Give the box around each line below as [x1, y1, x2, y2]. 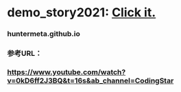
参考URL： [7, 49, 43, 59]
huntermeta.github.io [7, 29, 81, 39]
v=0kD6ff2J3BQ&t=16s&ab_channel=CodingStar [7, 76, 174, 85]
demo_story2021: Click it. [7, 5, 156, 20]
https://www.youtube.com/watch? [7, 67, 126, 76]
